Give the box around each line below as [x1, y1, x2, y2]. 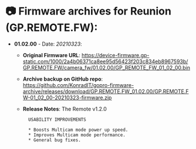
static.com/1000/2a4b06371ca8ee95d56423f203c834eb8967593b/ [22, 58, 188, 65]
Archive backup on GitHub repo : [22, 75, 103, 82]
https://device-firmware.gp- [81, 51, 150, 58]
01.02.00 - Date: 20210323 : [13, 40, 83, 47]
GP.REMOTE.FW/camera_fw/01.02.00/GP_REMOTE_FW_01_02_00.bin [22, 64, 190, 71]
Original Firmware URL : [22, 51, 80, 58]
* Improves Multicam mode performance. [28, 132, 126, 138]
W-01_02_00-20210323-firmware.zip [22, 94, 112, 101]
